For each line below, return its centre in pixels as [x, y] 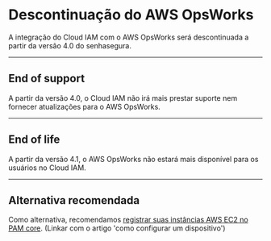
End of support [47, 79]
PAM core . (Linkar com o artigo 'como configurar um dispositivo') [117, 228]
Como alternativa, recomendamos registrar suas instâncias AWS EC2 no [128, 220]
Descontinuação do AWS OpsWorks [131, 15]
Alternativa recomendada [74, 200]
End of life [34, 140]
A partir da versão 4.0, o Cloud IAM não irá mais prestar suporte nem [123, 98]
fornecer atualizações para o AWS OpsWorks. [85, 106]
